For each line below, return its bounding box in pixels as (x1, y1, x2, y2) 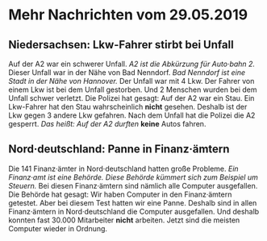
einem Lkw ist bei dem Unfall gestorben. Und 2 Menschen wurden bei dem (8, 85, 257, 94)
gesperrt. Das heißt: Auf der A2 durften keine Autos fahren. (8, 119, 207, 128)
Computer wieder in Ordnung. (8, 223, 107, 233)
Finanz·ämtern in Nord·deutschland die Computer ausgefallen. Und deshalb (8, 206, 260, 216)
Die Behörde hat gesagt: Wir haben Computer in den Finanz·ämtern (8, 189, 232, 199)
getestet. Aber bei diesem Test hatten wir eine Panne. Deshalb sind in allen (8, 197, 257, 207)
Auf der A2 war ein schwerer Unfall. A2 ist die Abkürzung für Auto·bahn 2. (8, 59, 256, 69)
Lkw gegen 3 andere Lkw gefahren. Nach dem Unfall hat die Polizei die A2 (8, 110, 256, 120)
